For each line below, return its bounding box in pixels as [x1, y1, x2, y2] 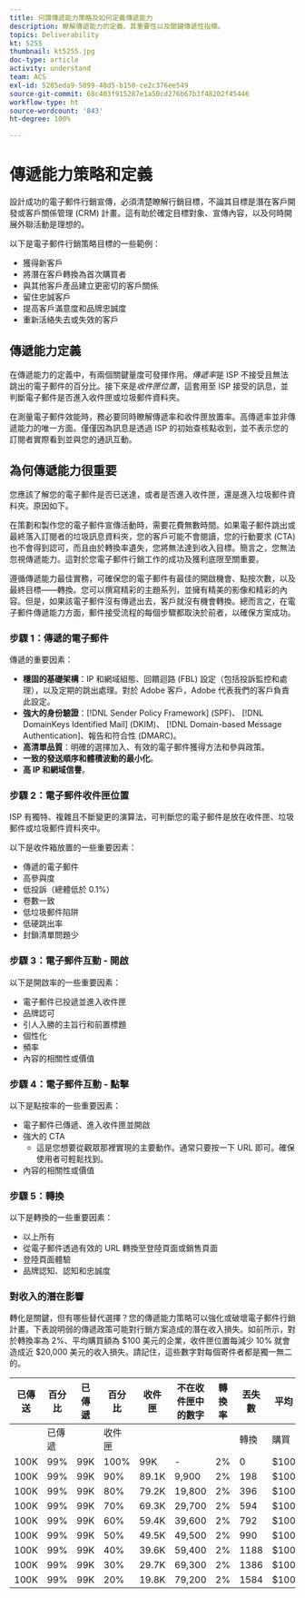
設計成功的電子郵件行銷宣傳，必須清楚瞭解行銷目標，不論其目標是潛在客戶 [9, 196, 288, 207]
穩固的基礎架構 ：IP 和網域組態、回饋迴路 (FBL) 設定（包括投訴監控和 [22, 673, 280, 684]
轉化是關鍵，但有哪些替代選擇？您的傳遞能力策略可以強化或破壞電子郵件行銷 [9, 1313, 296, 1324]
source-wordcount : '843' [9, 106, 103, 115]
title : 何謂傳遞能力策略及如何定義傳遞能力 [9, 13, 153, 23]
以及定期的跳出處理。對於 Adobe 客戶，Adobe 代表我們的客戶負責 [42, 685, 290, 695]
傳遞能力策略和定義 [9, 164, 153, 185]
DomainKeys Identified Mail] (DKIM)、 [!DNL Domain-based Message [22, 718, 282, 729]
